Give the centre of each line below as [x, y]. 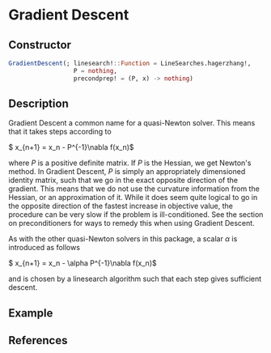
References [38, 340]
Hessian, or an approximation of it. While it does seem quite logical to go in [133, 198]
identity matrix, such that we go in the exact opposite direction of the [123, 181]
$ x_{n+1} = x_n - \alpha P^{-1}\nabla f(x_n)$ [83, 263]
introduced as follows [44, 248]
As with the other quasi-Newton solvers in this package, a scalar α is [123, 239]
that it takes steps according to [60, 132]
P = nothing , [95, 70]
